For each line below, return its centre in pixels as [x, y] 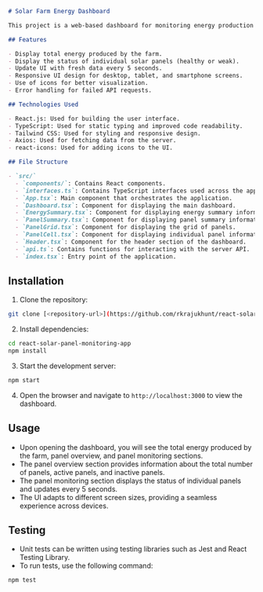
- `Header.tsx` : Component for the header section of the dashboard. [131, 242]
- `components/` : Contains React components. [91, 183]
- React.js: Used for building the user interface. [94, 119]
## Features [27, 39]
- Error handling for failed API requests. [80, 90]
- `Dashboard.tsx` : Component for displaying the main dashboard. [126, 205]
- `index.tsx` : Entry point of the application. [96, 256]
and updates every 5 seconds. [68, 489]
